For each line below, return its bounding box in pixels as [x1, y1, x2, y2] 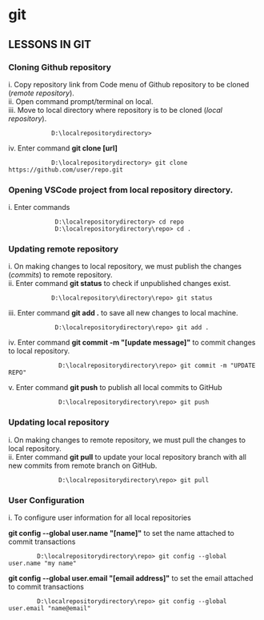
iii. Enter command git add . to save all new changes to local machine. [8, 308, 238, 318]
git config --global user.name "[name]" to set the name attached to [8, 529, 234, 538]
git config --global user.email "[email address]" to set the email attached [8, 574, 254, 583]
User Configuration [8, 494, 85, 505]
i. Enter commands [8, 203, 70, 212]
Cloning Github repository [8, 62, 112, 73]
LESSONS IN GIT [8, 38, 92, 51]
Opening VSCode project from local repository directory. [8, 184, 234, 195]
